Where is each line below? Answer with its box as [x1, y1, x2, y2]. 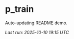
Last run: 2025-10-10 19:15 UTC [5, 29, 69, 35]
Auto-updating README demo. [5, 20, 68, 26]
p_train [5, 3, 34, 15]
